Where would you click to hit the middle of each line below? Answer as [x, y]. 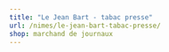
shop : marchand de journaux [61, 33]
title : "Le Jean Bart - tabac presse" [81, 17]
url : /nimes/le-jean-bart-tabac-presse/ [85, 26]
